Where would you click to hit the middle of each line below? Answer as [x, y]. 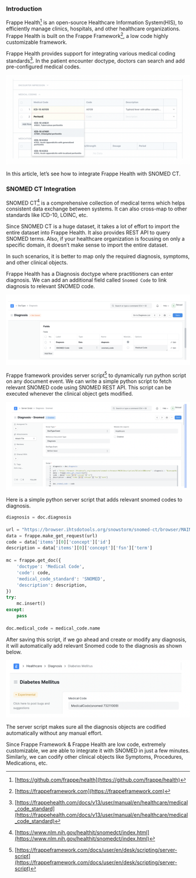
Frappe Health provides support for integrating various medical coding [91, 53]
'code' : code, [34, 573]
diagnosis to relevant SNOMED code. [50, 286]
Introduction [24, 9]
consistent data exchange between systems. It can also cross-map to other [97, 209]
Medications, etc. [27, 763]
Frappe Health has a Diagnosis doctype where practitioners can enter [90, 274]
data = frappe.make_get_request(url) [52, 536]
